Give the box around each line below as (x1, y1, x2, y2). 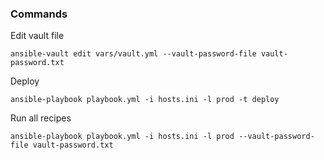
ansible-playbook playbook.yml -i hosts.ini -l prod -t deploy (10, 95, 280, 105)
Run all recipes (10, 112, 72, 124)
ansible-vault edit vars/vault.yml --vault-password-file (10, 49, 257, 59)
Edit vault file (10, 30, 65, 42)
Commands (10, 7, 68, 21)
